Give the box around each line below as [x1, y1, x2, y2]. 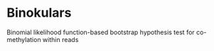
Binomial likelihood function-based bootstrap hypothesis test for [6, 28, 195, 36]
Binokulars [6, 5, 72, 21]
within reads [42, 35, 79, 43]
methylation [6, 35, 41, 43]
